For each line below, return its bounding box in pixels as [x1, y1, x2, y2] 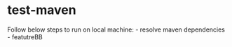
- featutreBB [7, 32, 43, 41]
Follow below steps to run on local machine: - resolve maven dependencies [7, 25, 226, 34]
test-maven [7, 2, 76, 18]
